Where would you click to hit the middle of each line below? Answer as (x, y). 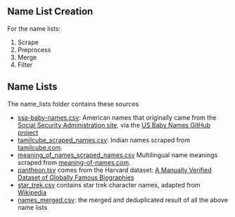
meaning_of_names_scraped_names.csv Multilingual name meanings (118, 155)
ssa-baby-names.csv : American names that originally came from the (117, 117)
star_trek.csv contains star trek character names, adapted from (109, 185)
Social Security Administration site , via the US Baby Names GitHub (114, 125)
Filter (25, 64)
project (28, 132)
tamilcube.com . (40, 147)
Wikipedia (32, 192)
